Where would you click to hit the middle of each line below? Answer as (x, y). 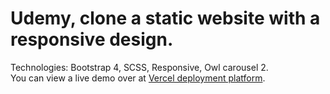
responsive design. (92, 39)
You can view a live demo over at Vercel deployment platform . (138, 78)
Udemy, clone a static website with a (165, 18)
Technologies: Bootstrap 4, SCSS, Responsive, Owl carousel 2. (139, 67)
